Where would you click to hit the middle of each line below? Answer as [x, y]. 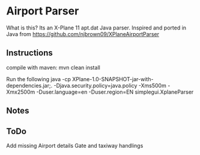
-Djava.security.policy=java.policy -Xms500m [110, 85]
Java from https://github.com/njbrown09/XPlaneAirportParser [83, 34]
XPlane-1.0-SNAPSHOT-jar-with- [113, 79]
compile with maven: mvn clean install [53, 67]
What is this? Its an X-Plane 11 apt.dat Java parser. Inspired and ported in [96, 28]
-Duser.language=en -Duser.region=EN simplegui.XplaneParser [115, 92]
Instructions [29, 53]
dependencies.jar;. [29, 85]
